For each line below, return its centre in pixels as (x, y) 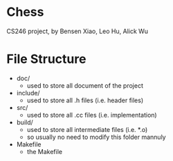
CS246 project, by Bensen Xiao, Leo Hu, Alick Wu (78, 31)
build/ (25, 122)
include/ (28, 93)
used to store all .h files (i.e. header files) (85, 100)
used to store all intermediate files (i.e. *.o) (87, 129)
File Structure (46, 59)
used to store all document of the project (85, 85)
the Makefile (45, 151)
